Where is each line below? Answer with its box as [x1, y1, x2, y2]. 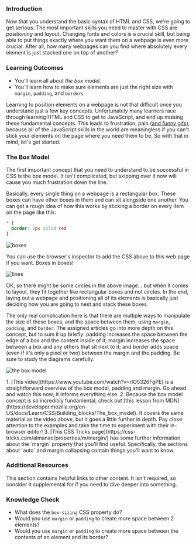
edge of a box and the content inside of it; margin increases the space [6, 336, 176, 344]
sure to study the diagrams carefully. [6, 355, 95, 362]
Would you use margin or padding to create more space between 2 [14, 515, 174, 522]
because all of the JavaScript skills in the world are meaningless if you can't [6, 125, 189, 133]
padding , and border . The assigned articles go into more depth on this [6, 324, 174, 331]
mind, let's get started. [6, 138, 60, 145]
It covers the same [139, 409, 184, 416]
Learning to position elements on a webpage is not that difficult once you [6, 101, 183, 108]
